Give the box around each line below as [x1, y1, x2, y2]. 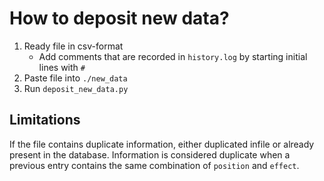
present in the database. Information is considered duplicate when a [9, 148, 291, 161]
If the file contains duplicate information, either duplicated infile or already [9, 138, 315, 150]
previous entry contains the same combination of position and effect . [9, 159, 300, 171]
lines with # [38, 61, 86, 73]
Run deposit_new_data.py [23, 82, 129, 94]
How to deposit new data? [9, 7, 230, 30]
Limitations [9, 112, 81, 129]
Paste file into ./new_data [23, 72, 128, 84]
